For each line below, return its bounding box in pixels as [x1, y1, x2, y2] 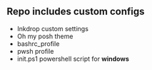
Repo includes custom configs [6, 6, 145, 18]
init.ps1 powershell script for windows [16, 54, 129, 63]
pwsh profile [16, 47, 54, 55]
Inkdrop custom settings [16, 24, 88, 33]
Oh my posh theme [16, 32, 74, 40]
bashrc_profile [16, 39, 60, 48]
